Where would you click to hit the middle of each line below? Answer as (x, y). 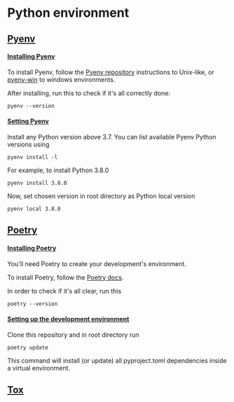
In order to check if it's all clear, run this (64, 291)
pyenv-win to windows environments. (61, 79)
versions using (28, 144)
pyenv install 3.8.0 (37, 183)
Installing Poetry (32, 248)
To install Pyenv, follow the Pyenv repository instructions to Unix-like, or (111, 72)
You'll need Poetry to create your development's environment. (97, 263)
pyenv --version (31, 106)
